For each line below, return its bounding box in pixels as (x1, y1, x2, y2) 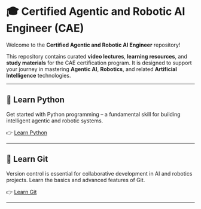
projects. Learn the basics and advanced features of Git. (6, 176, 145, 183)
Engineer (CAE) (6, 21, 84, 35)
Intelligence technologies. (6, 72, 71, 79)
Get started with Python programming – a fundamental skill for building (6, 110, 181, 118)
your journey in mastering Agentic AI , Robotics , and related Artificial (6, 65, 178, 72)
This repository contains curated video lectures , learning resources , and (6, 53, 187, 60)
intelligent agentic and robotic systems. (6, 117, 103, 124)
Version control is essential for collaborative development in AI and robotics (6, 170, 193, 177)
